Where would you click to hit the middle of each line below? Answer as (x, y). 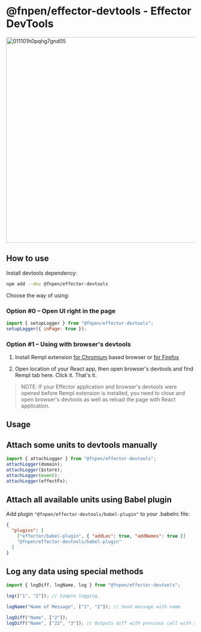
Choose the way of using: (38, 295)
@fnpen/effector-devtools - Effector (99, 11)
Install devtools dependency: (42, 273)
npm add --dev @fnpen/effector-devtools (57, 284)
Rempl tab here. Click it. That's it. (56, 375)
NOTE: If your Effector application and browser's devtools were (99, 387)
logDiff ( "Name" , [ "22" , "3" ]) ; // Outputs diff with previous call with (99, 623)
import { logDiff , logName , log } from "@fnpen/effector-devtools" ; (93, 585)
